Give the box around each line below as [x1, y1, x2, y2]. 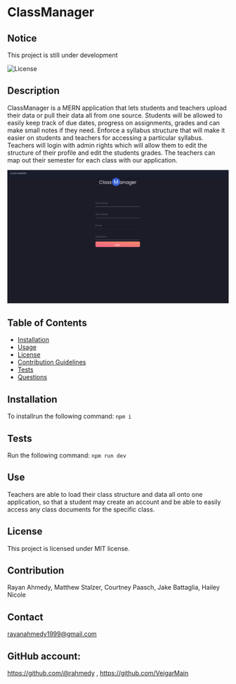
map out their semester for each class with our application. [7, 156, 178, 164]
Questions [17, 373, 48, 381]
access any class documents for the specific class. [7, 505, 155, 514]
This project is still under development [7, 51, 118, 59]
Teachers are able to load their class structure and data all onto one [7, 490, 203, 498]
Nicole [7, 590, 26, 599]
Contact [7, 611, 44, 623]
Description [7, 85, 60, 97]
